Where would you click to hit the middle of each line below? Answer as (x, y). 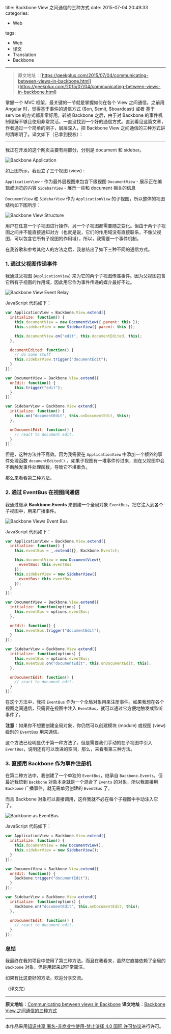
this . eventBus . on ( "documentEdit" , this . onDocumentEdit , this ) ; (83, 663)
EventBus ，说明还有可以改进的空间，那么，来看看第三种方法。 (70, 749)
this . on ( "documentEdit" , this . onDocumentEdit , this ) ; (73, 416)
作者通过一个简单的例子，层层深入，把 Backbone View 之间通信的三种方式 (83, 128)
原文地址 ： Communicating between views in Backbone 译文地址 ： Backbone (85, 1004)
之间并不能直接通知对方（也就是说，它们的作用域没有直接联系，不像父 (83, 232)
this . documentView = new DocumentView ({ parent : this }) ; (77, 322)
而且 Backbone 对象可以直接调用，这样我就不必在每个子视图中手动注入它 (82, 799)
